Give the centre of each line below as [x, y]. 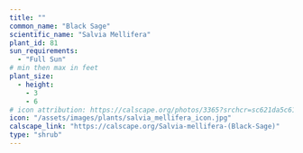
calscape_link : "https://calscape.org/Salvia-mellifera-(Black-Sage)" [145, 127]
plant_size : [32, 76]
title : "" [28, 18]
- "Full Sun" [42, 59]
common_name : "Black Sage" [60, 26]
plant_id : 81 [34, 43]
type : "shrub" [36, 135]
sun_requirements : [44, 51]
